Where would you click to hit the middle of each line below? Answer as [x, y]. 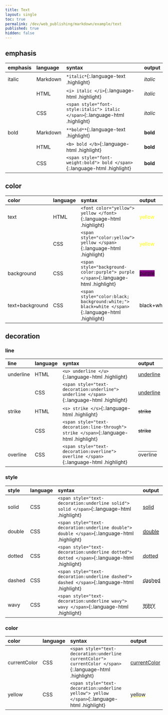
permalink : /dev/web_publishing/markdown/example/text [63, 24]
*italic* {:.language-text [96, 76]
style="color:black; [105, 296]
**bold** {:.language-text [96, 129]
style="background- [104, 267]
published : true [22, 29]
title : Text [17, 10]
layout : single [21, 15]
